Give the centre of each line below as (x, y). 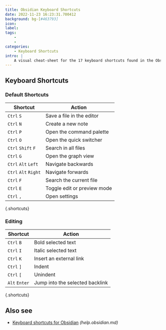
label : (12, 28)
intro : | (14, 56)
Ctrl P (15, 132)
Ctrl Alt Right (24, 172)
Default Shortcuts (27, 95)
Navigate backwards (69, 164)
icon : (11, 24)
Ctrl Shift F (22, 148)
